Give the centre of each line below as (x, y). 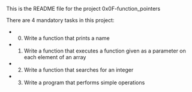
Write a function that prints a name (67, 38)
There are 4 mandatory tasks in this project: (60, 20)
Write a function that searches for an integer (79, 70)
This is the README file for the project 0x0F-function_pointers (83, 9)
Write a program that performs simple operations (84, 82)
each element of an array (55, 57)
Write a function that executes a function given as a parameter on (105, 51)
